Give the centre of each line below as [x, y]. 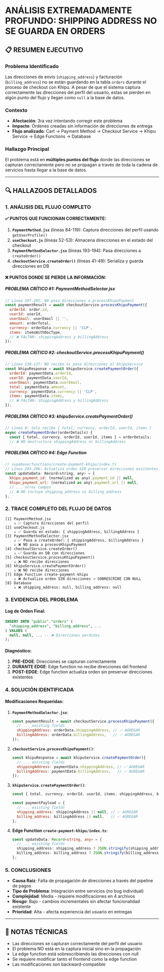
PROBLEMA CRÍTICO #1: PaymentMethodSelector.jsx [60, 289]
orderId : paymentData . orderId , [41, 374]
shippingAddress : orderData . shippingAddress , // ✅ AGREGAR [78, 730]
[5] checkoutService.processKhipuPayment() [50, 557]
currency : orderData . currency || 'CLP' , [51, 328]
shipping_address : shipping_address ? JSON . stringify [72, 848]
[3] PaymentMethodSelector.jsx [37, 536]
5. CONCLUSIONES [28, 870]
